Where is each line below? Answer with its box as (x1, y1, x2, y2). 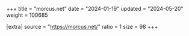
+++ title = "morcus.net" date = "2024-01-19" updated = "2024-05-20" (6, 5, 184, 12)
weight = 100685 (6, 11, 48, 19)
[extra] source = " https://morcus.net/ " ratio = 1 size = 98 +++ (6, 23, 158, 30)
